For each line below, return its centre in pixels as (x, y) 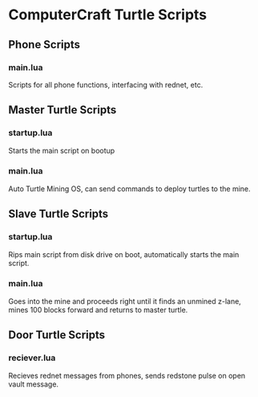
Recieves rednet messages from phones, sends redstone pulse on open (127, 375)
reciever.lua (32, 358)
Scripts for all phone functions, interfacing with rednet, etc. (106, 84)
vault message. (33, 384)
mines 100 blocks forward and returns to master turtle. (98, 309)
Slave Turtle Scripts (58, 214)
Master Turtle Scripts (62, 110)
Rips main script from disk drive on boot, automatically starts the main (124, 254)
